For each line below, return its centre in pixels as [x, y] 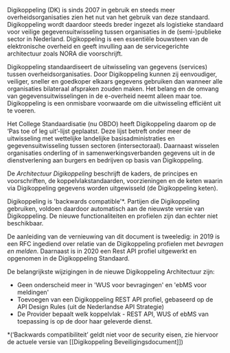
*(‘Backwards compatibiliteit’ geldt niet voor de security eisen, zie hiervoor [113, 334]
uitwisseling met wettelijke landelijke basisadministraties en [91, 138]
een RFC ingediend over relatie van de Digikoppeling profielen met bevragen [115, 244]
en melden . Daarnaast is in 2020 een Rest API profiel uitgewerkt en [102, 251]
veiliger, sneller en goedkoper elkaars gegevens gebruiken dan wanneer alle [115, 81]
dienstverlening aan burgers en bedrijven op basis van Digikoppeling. [105, 160]
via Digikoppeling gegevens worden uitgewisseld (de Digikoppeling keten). [113, 188]
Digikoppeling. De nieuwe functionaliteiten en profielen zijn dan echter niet [113, 216]
